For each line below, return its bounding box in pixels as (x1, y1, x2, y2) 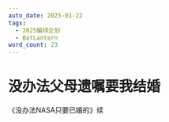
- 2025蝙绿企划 (15, 26, 61, 34)
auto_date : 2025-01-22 (8, 11, 83, 20)
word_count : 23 (8, 41, 58, 49)
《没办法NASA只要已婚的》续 (8, 105, 104, 115)
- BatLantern (15, 33, 58, 42)
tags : (8, 19, 26, 27)
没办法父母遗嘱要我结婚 (8, 78, 161, 96)
